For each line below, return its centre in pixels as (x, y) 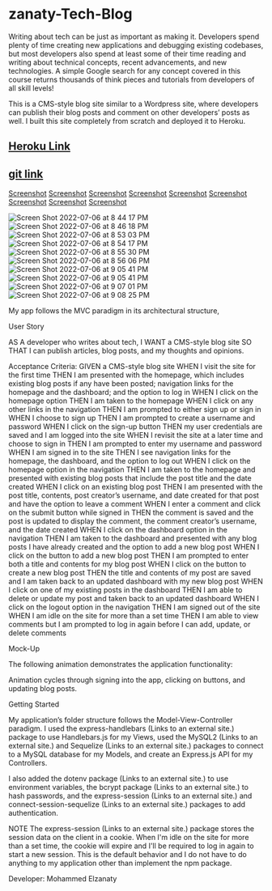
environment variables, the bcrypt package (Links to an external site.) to (129, 787)
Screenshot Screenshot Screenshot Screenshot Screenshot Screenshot (128, 193)
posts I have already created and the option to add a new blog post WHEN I (134, 547)
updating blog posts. (43, 689)
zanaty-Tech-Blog (70, 14)
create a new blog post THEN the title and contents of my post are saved (130, 573)
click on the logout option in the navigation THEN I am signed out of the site (134, 607)
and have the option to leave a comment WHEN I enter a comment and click (135, 504)
